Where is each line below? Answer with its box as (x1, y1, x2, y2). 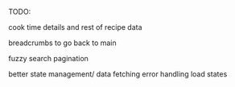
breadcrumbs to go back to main (8, 38, 117, 48)
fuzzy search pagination (8, 54, 89, 63)
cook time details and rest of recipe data (8, 23, 142, 31)
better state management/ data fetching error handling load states (8, 69, 228, 79)
